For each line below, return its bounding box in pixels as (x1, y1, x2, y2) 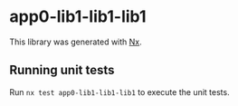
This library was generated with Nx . (9, 36, 142, 47)
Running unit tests (9, 63, 115, 78)
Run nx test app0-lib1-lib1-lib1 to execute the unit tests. (9, 86, 230, 97)
